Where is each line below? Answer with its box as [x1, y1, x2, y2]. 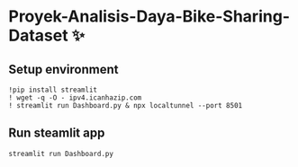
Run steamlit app [8, 126, 105, 141]
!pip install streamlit [8, 85, 98, 94]
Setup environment [8, 61, 119, 77]
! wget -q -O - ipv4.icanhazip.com [8, 93, 142, 102]
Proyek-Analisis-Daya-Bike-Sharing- [8, 6, 290, 27]
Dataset [8, 25, 68, 46]
